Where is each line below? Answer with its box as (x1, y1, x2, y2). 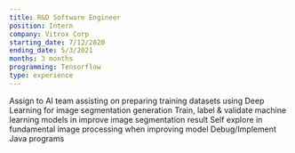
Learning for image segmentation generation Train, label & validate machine (9, 104, 287, 116)
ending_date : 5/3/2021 (9, 46, 93, 55)
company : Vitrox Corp (9, 29, 90, 38)
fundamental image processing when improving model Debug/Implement (9, 124, 277, 134)
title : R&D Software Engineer (9, 12, 122, 22)
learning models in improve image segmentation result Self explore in (9, 114, 263, 125)
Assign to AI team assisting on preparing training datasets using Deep (9, 95, 265, 106)
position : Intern (9, 21, 74, 30)
